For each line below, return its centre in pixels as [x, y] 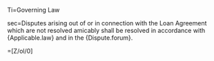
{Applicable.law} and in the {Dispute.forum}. [70, 38]
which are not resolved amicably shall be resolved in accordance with [106, 30]
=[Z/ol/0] [20, 51]
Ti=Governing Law [33, 10]
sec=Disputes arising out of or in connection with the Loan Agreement [107, 23]
